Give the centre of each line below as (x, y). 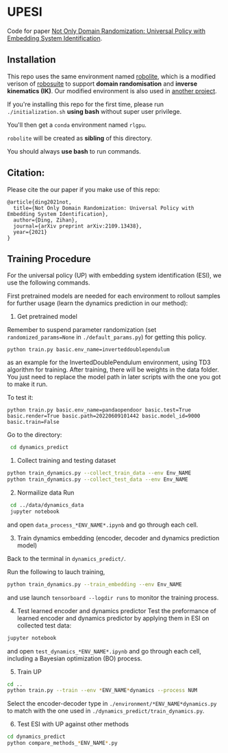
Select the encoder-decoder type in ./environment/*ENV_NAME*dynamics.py (112, 704)
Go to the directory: (35, 435)
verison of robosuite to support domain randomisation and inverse (102, 84)
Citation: (26, 173)
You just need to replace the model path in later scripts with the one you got (114, 377)
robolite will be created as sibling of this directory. (80, 138)
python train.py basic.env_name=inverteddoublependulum (88, 350)
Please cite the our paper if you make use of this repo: (84, 189)
